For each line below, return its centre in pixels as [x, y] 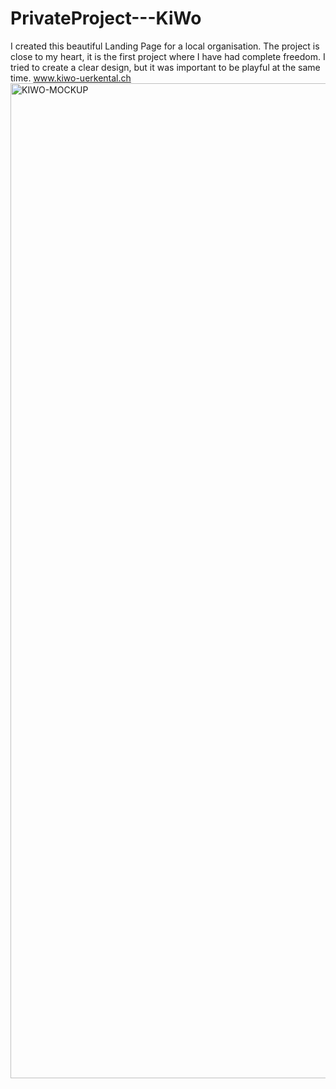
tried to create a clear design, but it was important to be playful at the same [165, 67]
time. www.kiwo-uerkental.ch [71, 78]
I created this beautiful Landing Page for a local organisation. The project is [165, 46]
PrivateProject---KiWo [106, 18]
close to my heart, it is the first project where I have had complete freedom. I [168, 56]
